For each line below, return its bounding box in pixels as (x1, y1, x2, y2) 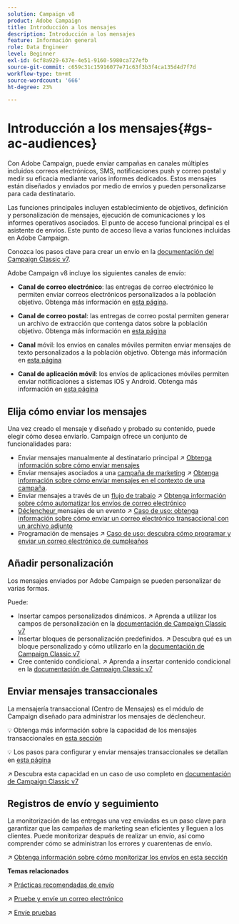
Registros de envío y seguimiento (7, 798, 159, 810)
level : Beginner (7, 51, 56, 58)
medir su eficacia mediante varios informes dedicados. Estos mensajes (7, 174, 217, 183)
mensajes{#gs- (118, 121, 213, 136)
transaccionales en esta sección (7, 733, 103, 742)
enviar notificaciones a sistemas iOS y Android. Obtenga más (17, 377, 198, 386)
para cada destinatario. (7, 190, 76, 198)
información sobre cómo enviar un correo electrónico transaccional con (17, 514, 230, 522)
